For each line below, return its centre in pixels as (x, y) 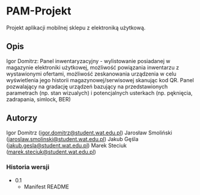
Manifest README (46, 187)
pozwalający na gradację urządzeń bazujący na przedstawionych (87, 86)
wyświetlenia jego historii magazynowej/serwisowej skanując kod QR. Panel (100, 80)
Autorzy (22, 118)
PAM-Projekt (39, 11)
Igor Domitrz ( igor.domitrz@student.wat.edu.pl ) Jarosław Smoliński (89, 133)
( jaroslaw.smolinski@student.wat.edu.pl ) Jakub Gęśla (72, 139)
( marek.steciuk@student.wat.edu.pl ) (51, 152)
